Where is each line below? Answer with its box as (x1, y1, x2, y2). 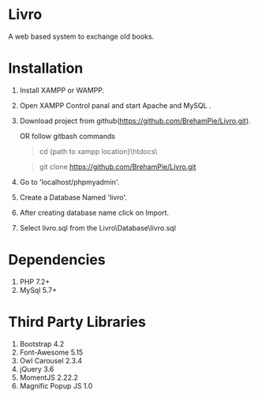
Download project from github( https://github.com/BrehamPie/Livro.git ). (19, 116, 251, 126)
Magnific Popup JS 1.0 (19, 381, 93, 390)
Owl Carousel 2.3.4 (19, 355, 83, 365)
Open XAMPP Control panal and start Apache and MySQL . (19, 100, 211, 110)
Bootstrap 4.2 (19, 339, 65, 348)
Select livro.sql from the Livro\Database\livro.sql (19, 223, 176, 232)
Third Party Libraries (8, 314, 146, 331)
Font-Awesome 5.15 (19, 347, 84, 357)
